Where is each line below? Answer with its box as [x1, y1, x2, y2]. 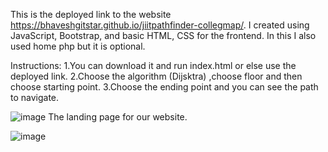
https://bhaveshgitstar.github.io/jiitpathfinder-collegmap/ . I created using [10, 19, 310, 31]
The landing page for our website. [48, 111, 188, 123]
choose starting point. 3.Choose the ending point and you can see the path [10, 81, 319, 93]
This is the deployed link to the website [10, 9, 172, 20]
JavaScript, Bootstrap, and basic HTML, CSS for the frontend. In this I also [10, 30, 317, 41]
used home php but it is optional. [10, 40, 146, 52]
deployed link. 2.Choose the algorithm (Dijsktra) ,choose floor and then [10, 70, 303, 82]
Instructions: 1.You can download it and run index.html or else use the [10, 60, 297, 71]
